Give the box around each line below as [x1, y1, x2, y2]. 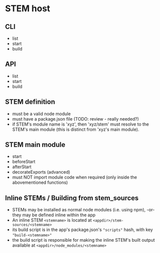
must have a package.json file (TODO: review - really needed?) [12, 116, 139, 122]
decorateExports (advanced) [12, 169, 70, 175]
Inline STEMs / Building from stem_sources [5, 194, 139, 202]
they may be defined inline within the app [12, 212, 96, 218]
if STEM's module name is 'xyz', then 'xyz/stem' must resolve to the [12, 121, 149, 127]
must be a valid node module [12, 111, 71, 117]
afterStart [12, 164, 32, 170]
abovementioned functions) [12, 179, 68, 185]
